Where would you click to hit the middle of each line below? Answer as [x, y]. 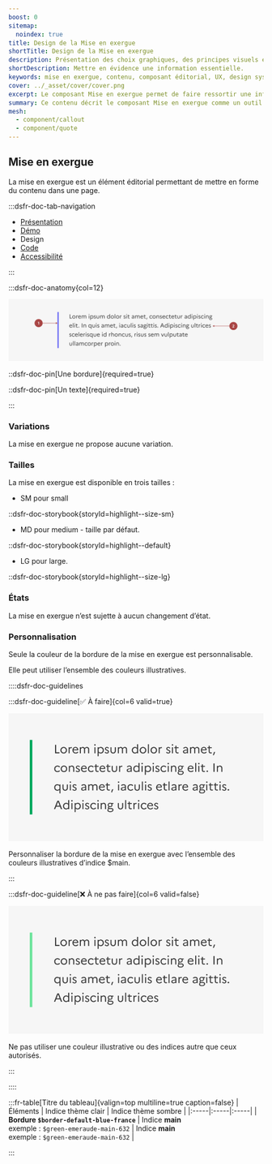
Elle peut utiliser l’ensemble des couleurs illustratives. [97, 670]
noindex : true [39, 34]
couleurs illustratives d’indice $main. [70, 863]
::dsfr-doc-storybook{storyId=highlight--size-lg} [89, 577]
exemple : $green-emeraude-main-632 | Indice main [92, 1128]
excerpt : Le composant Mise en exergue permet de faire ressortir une [130, 94]
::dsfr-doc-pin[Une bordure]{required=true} [81, 374]
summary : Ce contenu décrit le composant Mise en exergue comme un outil [136, 103]
